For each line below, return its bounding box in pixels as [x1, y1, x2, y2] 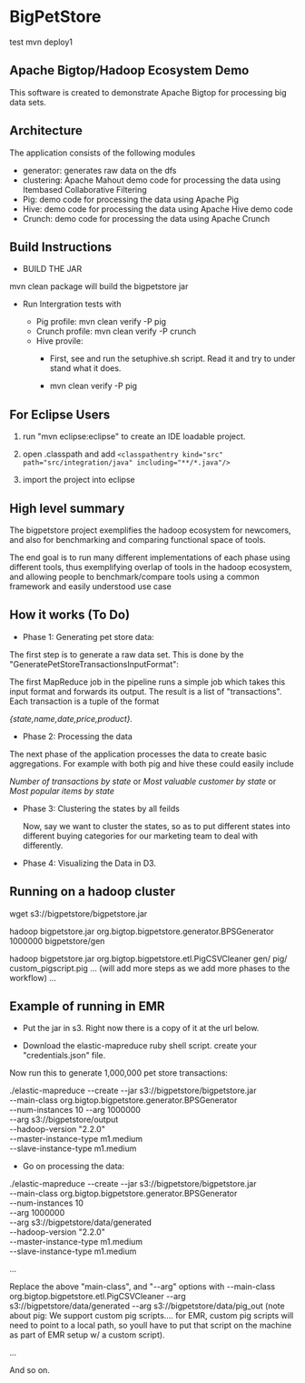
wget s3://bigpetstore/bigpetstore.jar [9, 907, 148, 919]
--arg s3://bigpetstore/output [9, 1114, 119, 1125]
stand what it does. [49, 363, 122, 374]
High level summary [9, 500, 125, 516]
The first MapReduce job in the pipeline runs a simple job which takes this [9, 676, 286, 687]
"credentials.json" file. [22, 1050, 106, 1061]
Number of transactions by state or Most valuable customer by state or [9, 776, 277, 787]
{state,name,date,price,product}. [9, 713, 133, 724]
